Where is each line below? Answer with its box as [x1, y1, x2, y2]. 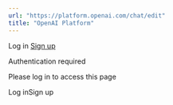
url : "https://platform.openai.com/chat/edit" [8, 11, 166, 20]
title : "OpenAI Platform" [8, 19, 94, 27]
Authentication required [8, 56, 86, 66]
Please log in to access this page [8, 72, 117, 81]
